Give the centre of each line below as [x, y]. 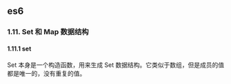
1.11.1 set [19, 48]
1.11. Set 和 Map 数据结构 [48, 32]
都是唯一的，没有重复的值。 [47, 73]
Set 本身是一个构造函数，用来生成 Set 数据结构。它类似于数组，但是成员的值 [116, 65]
